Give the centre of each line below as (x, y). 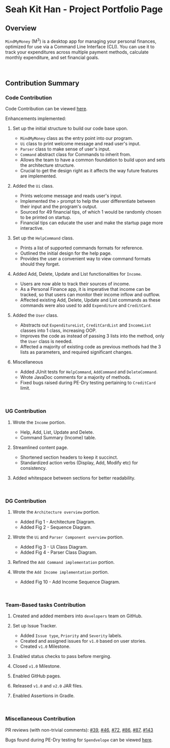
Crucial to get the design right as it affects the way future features (89, 171)
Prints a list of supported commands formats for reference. (82, 248)
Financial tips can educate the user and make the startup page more (92, 223)
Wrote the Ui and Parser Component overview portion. (68, 537)
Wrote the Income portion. (39, 422)
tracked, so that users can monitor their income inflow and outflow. (90, 295)
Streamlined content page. (40, 447)
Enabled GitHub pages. (37, 676)
